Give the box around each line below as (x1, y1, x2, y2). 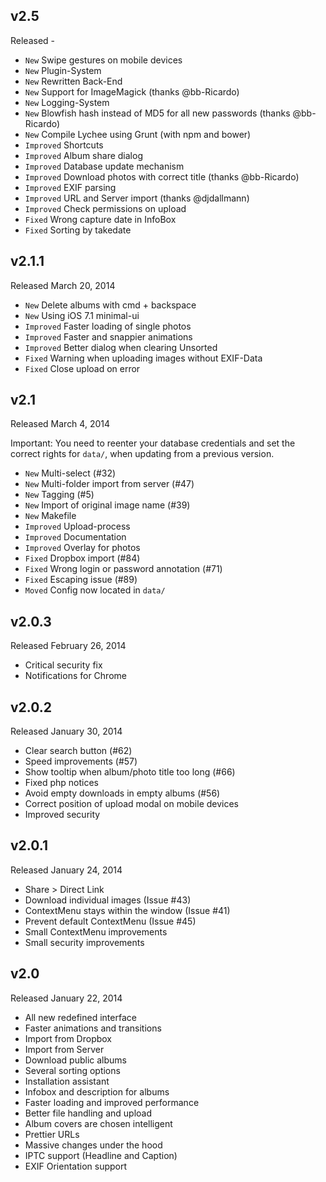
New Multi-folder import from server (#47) (24, 478, 195, 490)
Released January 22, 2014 (10, 992, 123, 1004)
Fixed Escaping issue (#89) (24, 574, 138, 586)
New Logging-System (24, 96, 110, 108)
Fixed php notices (24, 777, 99, 789)
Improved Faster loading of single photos (24, 320, 192, 332)
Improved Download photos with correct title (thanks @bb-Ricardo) (24, 170, 300, 183)
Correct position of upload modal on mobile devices (24, 798, 240, 810)
